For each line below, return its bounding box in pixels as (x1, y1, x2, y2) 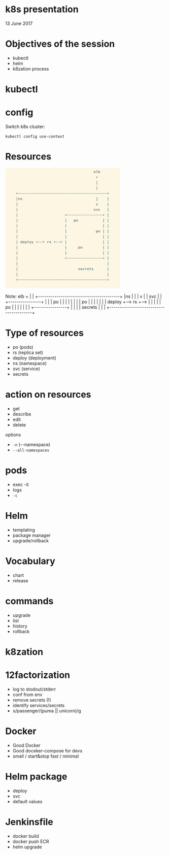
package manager (12, 532, 51, 538)
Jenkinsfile (5, 816, 53, 828)
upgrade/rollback (12, 537, 49, 544)
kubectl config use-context (5, 134, 65, 139)
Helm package (5, 771, 67, 782)
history (12, 623, 28, 629)
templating (12, 527, 36, 533)
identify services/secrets (12, 702, 65, 708)
